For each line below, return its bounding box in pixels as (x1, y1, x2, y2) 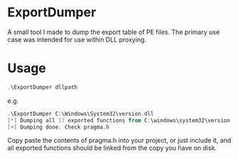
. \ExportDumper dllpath (7, 83, 78, 91)
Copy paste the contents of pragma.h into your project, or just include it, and (7, 136, 232, 145)
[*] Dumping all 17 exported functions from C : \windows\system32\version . (7, 116, 234, 124)
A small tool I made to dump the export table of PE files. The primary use (7, 28, 220, 36)
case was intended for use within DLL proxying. (7, 35, 147, 43)
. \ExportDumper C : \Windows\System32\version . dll (7, 110, 154, 117)
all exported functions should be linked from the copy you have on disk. (7, 143, 217, 153)
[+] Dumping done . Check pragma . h (7, 124, 110, 131)
